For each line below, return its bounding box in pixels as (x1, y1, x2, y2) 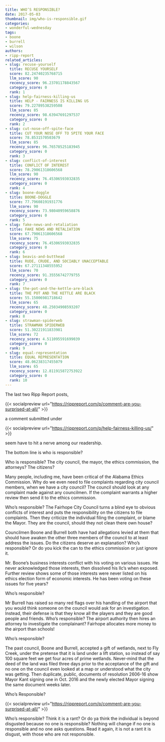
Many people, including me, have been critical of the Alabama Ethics (5, 473, 144, 480)
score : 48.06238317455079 (9, 360, 63, 365)
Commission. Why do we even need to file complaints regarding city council (5, 479, 159, 485)
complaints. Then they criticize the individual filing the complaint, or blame (5, 515, 156, 521)
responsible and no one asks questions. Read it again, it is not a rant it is (5, 726, 151, 732)
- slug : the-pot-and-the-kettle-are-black (5, 286, 93, 291)
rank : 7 (9, 281, 26, 287)
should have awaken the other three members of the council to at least (5, 534, 148, 540)
